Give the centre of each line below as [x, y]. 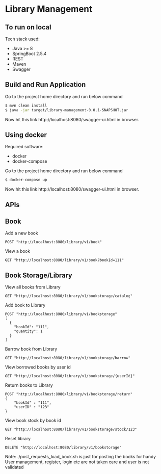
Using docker [26, 135]
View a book [18, 251]
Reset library [18, 439]
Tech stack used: [23, 39]
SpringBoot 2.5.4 [29, 53]
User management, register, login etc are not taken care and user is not [77, 462]
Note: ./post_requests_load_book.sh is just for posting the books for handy [80, 457]
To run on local [28, 27]
